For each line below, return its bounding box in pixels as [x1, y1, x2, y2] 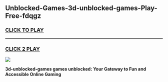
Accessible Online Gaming [5, 71, 61, 77]
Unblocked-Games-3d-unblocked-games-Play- [5, 4, 157, 12]
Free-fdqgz [5, 12, 41, 20]
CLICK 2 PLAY [5, 45, 40, 52]
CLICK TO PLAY [5, 27, 44, 34]
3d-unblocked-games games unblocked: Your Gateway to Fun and [5, 66, 146, 72]
